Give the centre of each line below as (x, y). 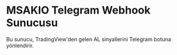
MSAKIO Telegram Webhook (78, 10)
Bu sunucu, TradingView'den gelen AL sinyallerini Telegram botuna (89, 39)
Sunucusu (32, 23)
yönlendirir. (20, 46)
